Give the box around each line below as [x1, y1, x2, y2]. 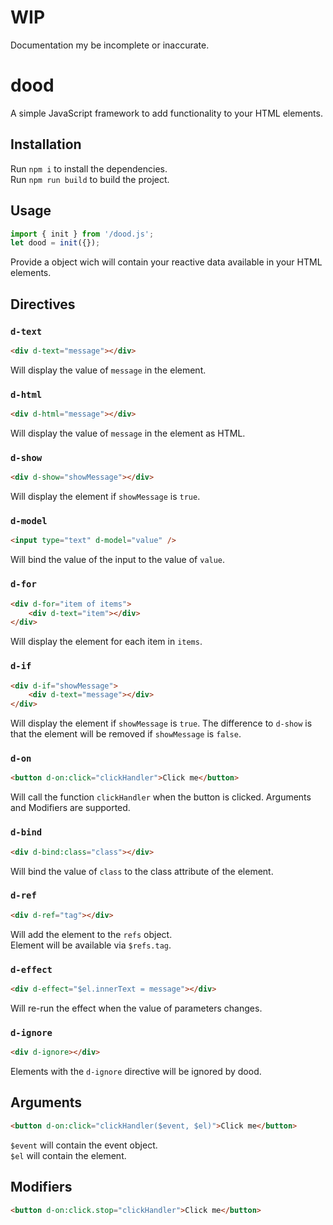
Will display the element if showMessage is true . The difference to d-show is [10, 717, 313, 730]
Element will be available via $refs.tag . [10, 939, 172, 951]
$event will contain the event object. [10, 1139, 158, 1151]
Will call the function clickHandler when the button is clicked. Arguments [10, 791, 312, 803]
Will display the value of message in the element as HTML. [10, 427, 246, 439]
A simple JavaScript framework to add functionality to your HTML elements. [10, 107, 323, 119]
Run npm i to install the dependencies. [10, 162, 168, 175]
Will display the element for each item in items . [10, 636, 203, 648]
